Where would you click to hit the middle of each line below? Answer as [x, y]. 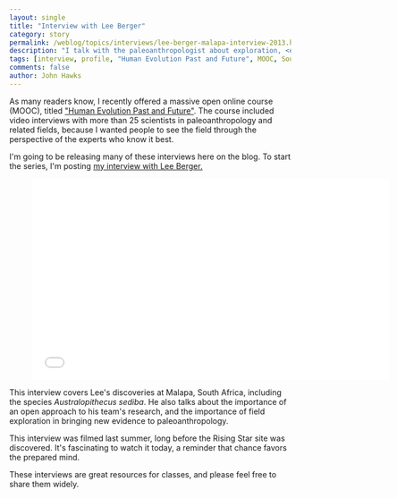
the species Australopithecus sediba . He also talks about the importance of [148, 401]
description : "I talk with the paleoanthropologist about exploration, [145, 51]
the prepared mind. [45, 457]
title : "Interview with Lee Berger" [77, 26]
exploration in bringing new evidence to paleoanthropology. [119, 420]
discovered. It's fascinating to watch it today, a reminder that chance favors [148, 447]
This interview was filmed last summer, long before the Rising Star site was [148, 438]
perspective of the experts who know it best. [92, 139]
